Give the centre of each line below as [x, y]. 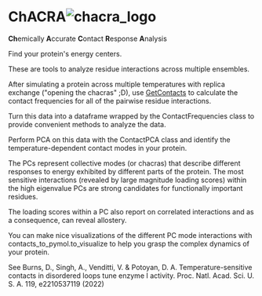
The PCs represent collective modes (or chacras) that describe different [124, 163]
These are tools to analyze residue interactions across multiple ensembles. [129, 69]
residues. [23, 196]
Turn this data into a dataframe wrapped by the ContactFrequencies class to [131, 116]
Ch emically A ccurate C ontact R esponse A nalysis [87, 38]
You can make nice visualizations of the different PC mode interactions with [130, 235]
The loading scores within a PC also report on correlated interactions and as [131, 211]
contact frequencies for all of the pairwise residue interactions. [110, 100]
